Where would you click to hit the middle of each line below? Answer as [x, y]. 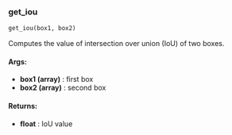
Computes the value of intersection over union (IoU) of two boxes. [116, 44]
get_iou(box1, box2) [43, 29]
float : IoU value [46, 123]
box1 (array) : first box [56, 79]
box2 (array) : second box [63, 88]
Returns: [23, 106]
